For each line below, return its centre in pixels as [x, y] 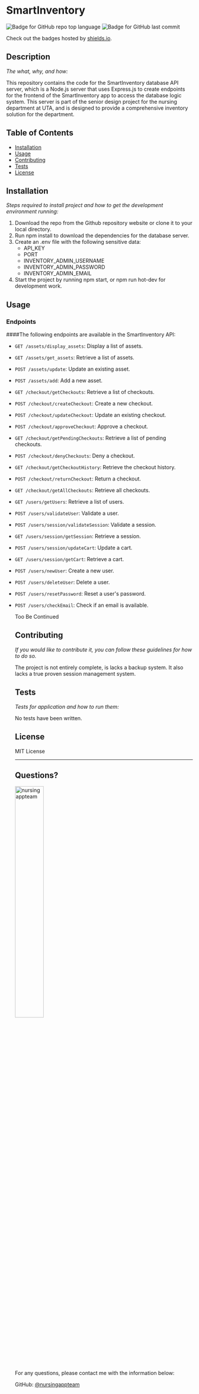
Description [28, 57]
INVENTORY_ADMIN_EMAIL [57, 273]
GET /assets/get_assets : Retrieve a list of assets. [74, 358]
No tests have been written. [48, 718]
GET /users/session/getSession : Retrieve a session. [78, 536]
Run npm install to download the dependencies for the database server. [102, 235]
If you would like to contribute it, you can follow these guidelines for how [103, 650]
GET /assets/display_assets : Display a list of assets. [79, 346]
